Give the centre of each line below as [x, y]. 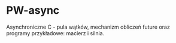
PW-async [33, 10]
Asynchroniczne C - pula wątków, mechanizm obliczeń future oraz [88, 27]
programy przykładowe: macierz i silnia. [55, 33]
